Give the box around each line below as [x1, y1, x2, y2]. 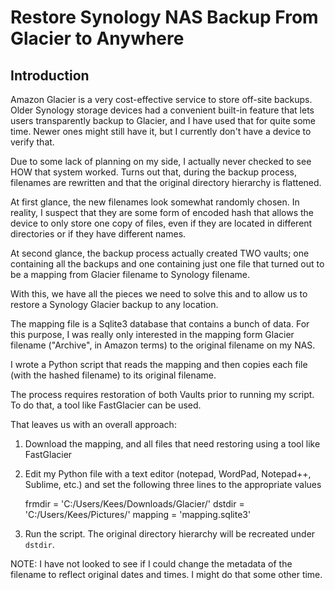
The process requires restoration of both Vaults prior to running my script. [10, 389, 315, 400]
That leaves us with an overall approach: [10, 419, 177, 430]
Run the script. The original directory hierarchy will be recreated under [24, 528, 316, 540]
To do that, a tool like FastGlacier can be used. [10, 399, 202, 411]
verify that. [10, 136, 55, 148]
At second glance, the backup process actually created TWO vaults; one [10, 247, 310, 259]
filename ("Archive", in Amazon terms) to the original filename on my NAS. [10, 339, 316, 351]
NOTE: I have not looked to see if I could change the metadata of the [10, 558, 293, 570]
